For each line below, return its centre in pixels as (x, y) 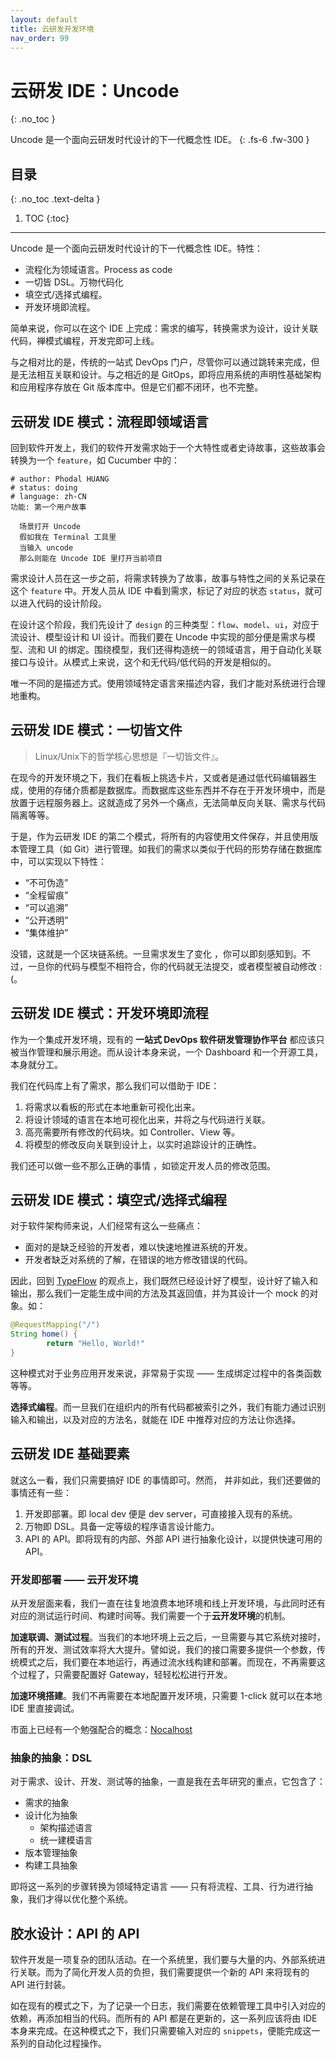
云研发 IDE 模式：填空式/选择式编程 (118, 1199)
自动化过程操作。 (71, 2043)
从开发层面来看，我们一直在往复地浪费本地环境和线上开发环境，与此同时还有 (168, 1603)
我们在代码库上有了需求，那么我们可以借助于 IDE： (115, 1085)
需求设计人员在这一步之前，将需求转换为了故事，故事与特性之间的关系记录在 (168, 578)
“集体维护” (46, 932)
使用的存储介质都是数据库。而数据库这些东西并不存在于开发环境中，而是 (176, 790)
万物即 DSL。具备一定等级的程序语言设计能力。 (122, 1526)
